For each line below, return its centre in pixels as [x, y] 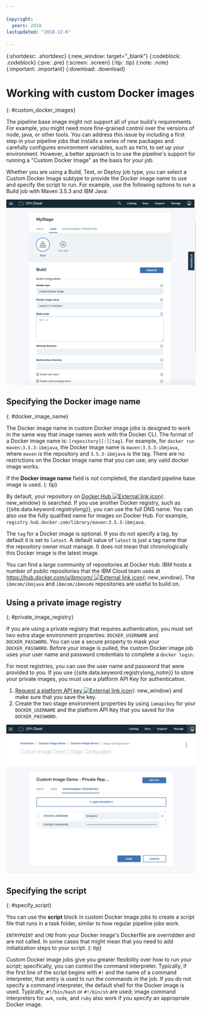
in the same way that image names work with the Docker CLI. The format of [100, 434]
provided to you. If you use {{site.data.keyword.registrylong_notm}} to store [100, 672]
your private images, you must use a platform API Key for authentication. [96, 679]
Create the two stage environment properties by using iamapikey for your [105, 704]
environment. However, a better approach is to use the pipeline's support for [101, 154]
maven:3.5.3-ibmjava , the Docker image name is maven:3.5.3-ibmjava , [93, 447]
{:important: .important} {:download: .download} [66, 69]
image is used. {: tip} [32, 484]
